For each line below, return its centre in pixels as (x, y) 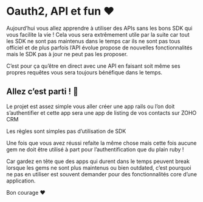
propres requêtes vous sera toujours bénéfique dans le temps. (84, 72)
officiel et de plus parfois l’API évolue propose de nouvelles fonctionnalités (99, 48)
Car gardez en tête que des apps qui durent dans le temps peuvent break (98, 161)
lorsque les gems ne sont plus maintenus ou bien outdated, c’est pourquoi (99, 168)
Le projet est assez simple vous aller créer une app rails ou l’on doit (91, 106)
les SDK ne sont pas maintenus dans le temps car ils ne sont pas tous (93, 41)
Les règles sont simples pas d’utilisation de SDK (66, 131)
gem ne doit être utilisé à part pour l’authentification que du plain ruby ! (95, 149)
